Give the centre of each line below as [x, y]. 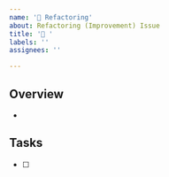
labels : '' [29, 42]
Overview [37, 94]
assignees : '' [35, 50]
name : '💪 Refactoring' [51, 17]
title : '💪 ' [31, 34]
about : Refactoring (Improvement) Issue [85, 26]
